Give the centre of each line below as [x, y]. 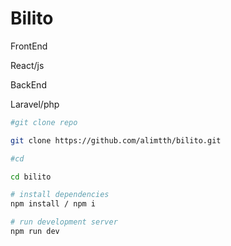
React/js [27, 65]
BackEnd [28, 84]
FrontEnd [29, 46]
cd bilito [31, 177]
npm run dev [35, 232]
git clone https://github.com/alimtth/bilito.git [116, 140]
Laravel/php [35, 104]
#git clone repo [44, 122]
